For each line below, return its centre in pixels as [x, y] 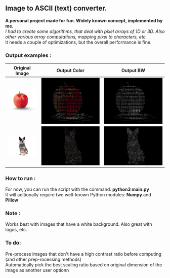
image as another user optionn [37, 270]
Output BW [133, 71]
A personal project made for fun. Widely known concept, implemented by [84, 20]
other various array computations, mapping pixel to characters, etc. [76, 37]
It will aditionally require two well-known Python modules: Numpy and [78, 195]
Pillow [12, 200]
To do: [13, 243]
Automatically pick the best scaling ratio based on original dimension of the [84, 265]
